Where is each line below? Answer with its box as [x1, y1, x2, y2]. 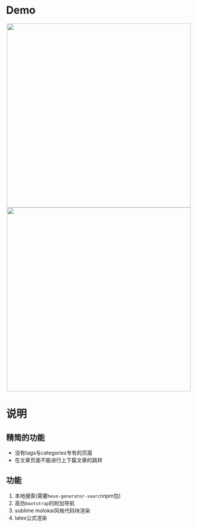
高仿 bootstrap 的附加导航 [14, 499, 75, 506]
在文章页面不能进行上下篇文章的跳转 [14, 456, 103, 463]
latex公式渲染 [14, 514, 47, 521]
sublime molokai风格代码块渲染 [14, 507, 91, 514]
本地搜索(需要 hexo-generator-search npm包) [14, 492, 121, 499]
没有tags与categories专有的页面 [14, 449, 93, 456]
